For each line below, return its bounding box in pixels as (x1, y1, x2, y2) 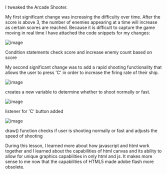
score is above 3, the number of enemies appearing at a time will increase (5, 19, 157, 25)
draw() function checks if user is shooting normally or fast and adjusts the (5, 127, 157, 133)
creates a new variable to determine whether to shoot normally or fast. (5, 89, 150, 94)
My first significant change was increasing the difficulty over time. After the (5, 14, 161, 19)
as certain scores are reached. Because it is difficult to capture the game (5, 24, 155, 30)
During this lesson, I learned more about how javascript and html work (5, 142, 150, 148)
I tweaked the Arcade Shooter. (5, 4, 68, 10)
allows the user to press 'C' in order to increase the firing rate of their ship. (5, 69, 159, 75)
